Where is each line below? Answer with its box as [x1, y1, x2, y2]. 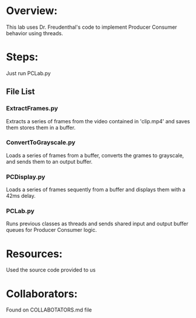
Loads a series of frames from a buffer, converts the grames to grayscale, [6, 151, 184, 159]
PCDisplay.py [6, 172, 46, 181]
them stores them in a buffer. [6, 124, 76, 131]
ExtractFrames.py [6, 104, 59, 113]
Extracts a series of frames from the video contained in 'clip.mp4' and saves [6, 117, 190, 124]
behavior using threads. [6, 29, 63, 36]
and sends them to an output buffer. [6, 158, 92, 165]
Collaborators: [6, 287, 78, 300]
